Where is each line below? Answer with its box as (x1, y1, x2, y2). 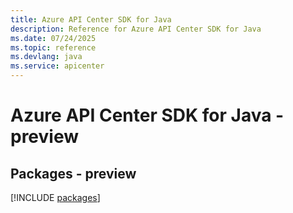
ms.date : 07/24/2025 (10, 33, 97, 43)
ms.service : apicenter (10, 61, 105, 71)
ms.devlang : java (10, 52, 83, 62)
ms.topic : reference (10, 42, 97, 53)
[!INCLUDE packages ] (10, 192, 101, 203)
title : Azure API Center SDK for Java (10, 14, 172, 25)
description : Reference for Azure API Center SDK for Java (10, 24, 262, 34)
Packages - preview (10, 165, 137, 182)
